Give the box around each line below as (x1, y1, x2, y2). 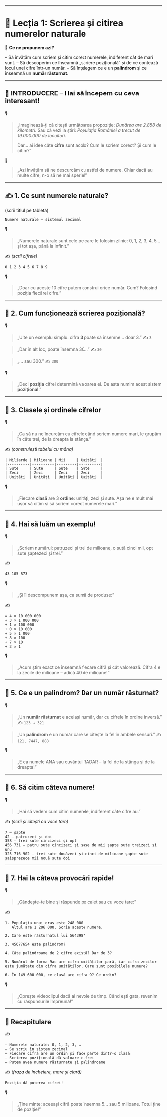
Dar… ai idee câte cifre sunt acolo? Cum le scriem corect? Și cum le (17, 142, 157, 148)
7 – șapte (5, 830, 26, 835)
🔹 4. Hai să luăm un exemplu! (5, 520, 96, 528)
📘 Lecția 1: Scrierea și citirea (5, 18, 123, 29)
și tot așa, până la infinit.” (17, 243, 69, 249)
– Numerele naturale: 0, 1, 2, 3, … (5, 1042, 81, 1047)
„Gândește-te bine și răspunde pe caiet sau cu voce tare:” (17, 899, 137, 905)
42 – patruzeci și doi (5, 834, 52, 839)
